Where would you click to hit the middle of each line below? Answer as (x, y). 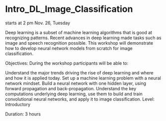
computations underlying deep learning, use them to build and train (74, 94)
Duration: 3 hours (23, 114)
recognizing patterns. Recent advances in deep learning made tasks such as (83, 38)
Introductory (18, 104)
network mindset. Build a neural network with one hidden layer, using (76, 83)
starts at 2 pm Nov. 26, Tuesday (38, 23)
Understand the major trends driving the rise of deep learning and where (79, 72)
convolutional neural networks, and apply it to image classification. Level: (80, 99)
